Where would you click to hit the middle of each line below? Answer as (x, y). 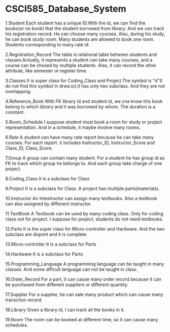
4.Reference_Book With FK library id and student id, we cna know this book (84, 101)
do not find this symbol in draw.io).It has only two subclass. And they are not (85, 86)
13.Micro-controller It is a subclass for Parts (51, 244)
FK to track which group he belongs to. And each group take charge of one (84, 163)
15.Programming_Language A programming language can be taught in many (85, 264)
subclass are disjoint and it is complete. (46, 234)
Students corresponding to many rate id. (47, 44)
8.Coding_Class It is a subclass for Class (47, 178)
